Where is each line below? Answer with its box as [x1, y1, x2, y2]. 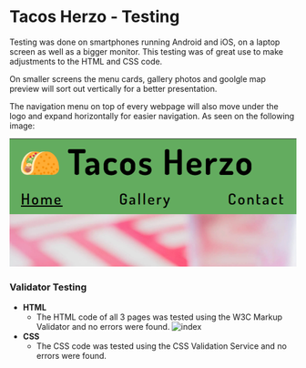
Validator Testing [9, 281, 87, 293]
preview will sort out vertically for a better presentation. [9, 83, 218, 94]
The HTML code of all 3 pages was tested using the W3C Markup [36, 312, 283, 322]
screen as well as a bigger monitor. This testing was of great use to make [9, 46, 284, 56]
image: [9, 120, 36, 131]
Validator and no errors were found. [36, 321, 170, 332]
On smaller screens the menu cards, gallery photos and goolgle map [9, 73, 267, 84]
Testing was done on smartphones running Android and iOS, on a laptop [9, 36, 280, 47]
